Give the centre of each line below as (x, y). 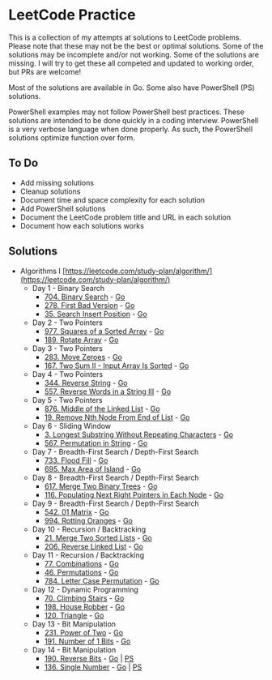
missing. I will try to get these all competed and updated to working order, (131, 63)
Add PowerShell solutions (63, 208)
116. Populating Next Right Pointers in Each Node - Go (134, 494)
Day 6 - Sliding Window (72, 426)
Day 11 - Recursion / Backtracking (88, 555)
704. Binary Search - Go (85, 297)
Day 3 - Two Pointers (68, 348)
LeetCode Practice (72, 15)
